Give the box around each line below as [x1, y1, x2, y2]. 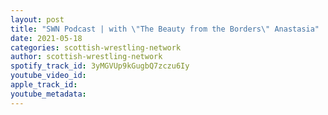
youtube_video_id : [10, 71, 87, 81]
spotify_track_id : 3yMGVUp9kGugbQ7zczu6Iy [10, 61, 190, 71]
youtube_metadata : [10, 89, 87, 99]
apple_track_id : [10, 80, 78, 90]
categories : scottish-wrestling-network [10, 42, 182, 53]
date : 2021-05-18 [10, 33, 83, 43]
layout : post [10, 14, 65, 25]
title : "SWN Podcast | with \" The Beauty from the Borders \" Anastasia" [10, 24, 320, 34]
